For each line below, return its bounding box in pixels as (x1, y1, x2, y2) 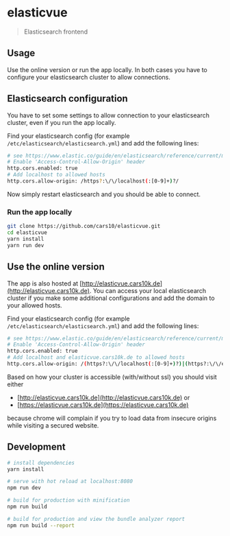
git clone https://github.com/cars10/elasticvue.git (7, 223, 161, 230)
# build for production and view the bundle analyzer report (7, 515, 186, 522)
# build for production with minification (7, 497, 130, 504)
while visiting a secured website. (7, 421, 99, 430)
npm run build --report (7, 522, 75, 529)
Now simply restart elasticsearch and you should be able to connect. (7, 190, 201, 198)
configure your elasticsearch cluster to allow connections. (7, 73, 171, 81)
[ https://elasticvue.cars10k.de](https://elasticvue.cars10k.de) (16, 400, 189, 409)
